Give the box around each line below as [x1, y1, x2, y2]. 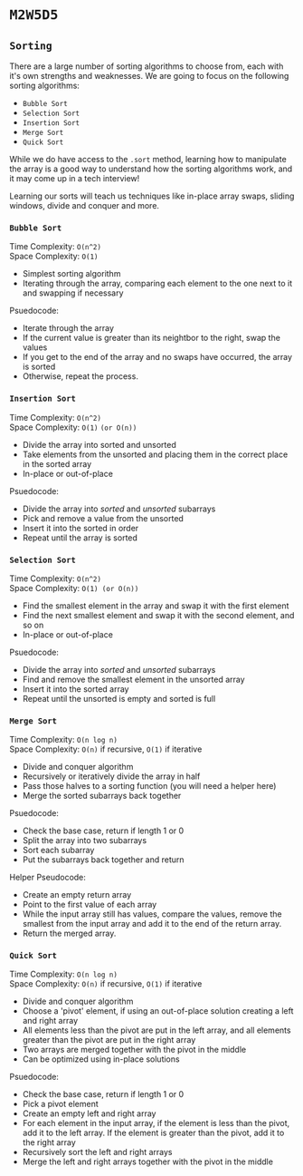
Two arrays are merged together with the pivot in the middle [22, 1045, 247, 1055]
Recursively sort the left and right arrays [22, 1147, 173, 1158]
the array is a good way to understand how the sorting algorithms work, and [9, 163, 293, 174]
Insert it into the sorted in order [22, 522, 139, 533]
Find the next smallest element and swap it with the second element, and [22, 609, 295, 620]
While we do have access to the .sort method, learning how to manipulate [9, 154, 287, 164]
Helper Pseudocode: [9, 872, 86, 883]
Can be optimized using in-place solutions [22, 1054, 180, 1064]
